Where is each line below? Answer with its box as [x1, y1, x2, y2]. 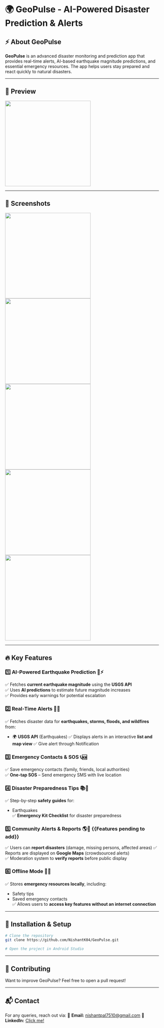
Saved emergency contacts [12, 896, 67, 902]
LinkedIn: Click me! [5, 1017, 44, 1023]
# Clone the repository [5, 933, 54, 938]
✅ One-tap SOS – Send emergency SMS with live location [5, 772, 122, 778]
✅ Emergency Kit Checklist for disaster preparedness [12, 812, 122, 819]
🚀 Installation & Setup [5, 920, 72, 929]
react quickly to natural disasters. [5, 69, 72, 74]
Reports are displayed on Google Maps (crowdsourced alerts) [5, 850, 130, 856]
